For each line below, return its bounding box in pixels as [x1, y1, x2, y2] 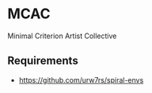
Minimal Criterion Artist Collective [7, 31, 117, 41]
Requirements [7, 54, 78, 68]
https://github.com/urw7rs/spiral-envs [18, 75, 144, 84]
